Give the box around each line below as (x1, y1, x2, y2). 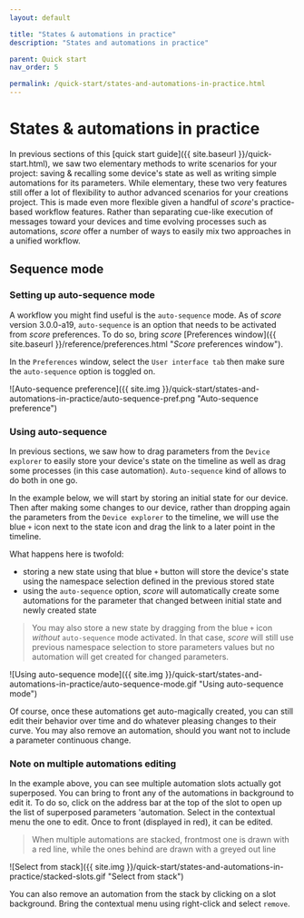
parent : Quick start (9, 54, 88, 64)
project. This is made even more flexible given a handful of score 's (9, 196, 259, 207)
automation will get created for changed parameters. (31, 651, 230, 662)
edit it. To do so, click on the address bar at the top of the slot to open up (9, 797, 282, 808)
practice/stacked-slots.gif (9, 871, 106, 882)
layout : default (9, 13, 71, 23)
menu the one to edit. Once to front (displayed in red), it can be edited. (9, 816, 274, 827)
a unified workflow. (9, 235, 81, 246)
